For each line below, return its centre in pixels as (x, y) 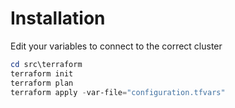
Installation (58, 18)
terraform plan (42, 83)
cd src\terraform (46, 64)
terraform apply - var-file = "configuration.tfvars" (118, 92)
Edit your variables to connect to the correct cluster (116, 46)
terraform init (42, 73)
